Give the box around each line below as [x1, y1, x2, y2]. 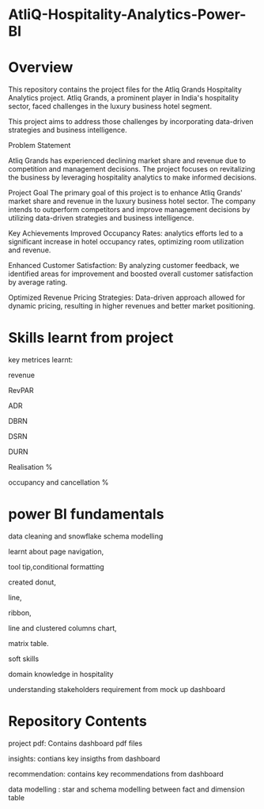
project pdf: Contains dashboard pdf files [8, 738, 143, 748]
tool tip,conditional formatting [8, 562, 104, 571]
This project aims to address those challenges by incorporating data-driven [8, 117, 255, 127]
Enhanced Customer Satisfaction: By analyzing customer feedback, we [8, 261, 239, 270]
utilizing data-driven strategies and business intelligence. [8, 214, 194, 223]
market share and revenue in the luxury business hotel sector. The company [8, 196, 256, 206]
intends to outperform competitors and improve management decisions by [8, 205, 251, 214]
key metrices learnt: [8, 355, 74, 365]
